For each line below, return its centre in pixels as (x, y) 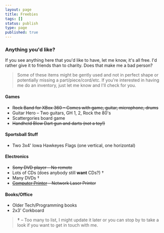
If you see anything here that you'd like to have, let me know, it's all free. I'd (81, 60)
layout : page (18, 10)
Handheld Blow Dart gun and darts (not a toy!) (59, 123)
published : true (22, 32)
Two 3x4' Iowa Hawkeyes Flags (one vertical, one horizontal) (74, 145)
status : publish (22, 23)
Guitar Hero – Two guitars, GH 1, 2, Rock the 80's (61, 113)
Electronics (17, 156)
